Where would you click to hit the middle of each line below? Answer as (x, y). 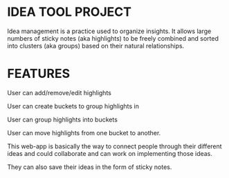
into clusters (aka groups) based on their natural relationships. (96, 46)
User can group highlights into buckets (62, 119)
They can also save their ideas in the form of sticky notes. (90, 167)
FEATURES (39, 74)
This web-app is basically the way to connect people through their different (115, 146)
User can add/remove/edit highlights (59, 92)
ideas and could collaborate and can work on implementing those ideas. (110, 153)
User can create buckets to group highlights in (73, 106)
